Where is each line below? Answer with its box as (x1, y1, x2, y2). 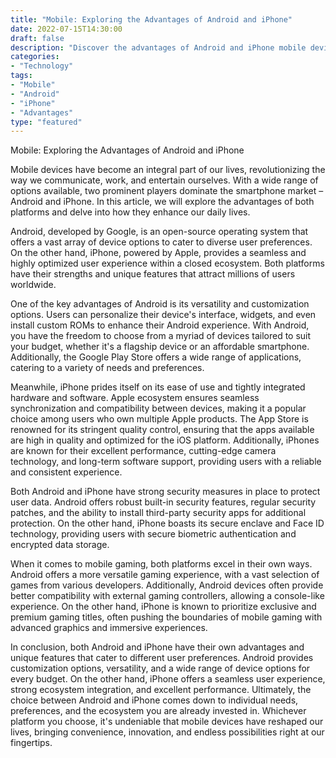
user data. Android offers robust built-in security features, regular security (10, 496, 317, 508)
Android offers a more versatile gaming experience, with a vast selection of (10, 569, 320, 581)
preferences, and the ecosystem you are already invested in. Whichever (10, 705, 307, 717)
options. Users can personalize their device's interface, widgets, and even (10, 309, 317, 321)
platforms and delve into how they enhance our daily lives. (10, 206, 251, 218)
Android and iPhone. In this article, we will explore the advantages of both (10, 196, 315, 208)
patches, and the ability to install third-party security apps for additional (10, 507, 307, 519)
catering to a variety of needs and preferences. (10, 362, 205, 374)
